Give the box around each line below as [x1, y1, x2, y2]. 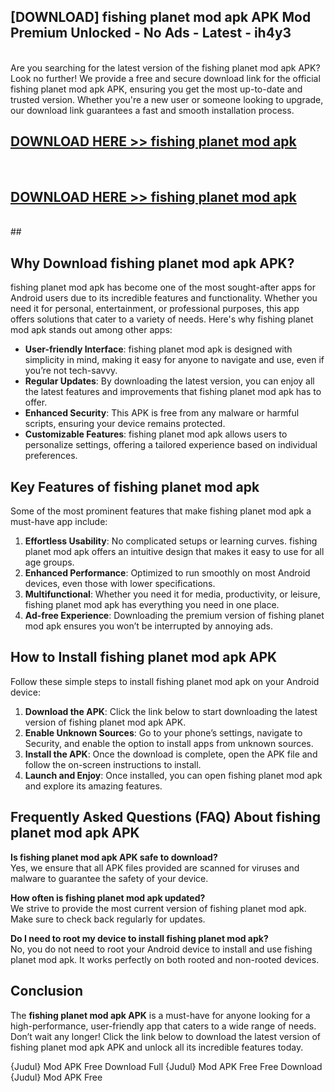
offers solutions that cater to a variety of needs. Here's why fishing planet [10, 313, 314, 325]
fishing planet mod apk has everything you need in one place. [24, 599, 280, 611]
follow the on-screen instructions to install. [24, 758, 202, 770]
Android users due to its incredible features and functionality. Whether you [10, 292, 318, 304]
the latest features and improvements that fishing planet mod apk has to [24, 386, 322, 398]
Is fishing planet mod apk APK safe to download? [10, 851, 218, 863]
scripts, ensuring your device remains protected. [24, 418, 226, 430]
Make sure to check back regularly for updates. [10, 913, 206, 925]
